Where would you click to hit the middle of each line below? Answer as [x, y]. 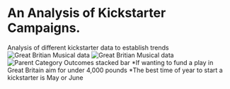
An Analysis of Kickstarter [87, 13]
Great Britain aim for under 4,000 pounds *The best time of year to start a [115, 70]
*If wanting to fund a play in [173, 62]
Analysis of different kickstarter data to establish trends [88, 47]
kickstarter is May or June [45, 77]
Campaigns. [44, 28]
